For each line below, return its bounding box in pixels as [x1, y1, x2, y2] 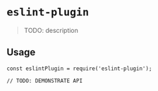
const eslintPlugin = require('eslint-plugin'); [6, 65, 152, 72]
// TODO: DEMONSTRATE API [6, 77, 83, 84]
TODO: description [23, 26, 79, 34]
